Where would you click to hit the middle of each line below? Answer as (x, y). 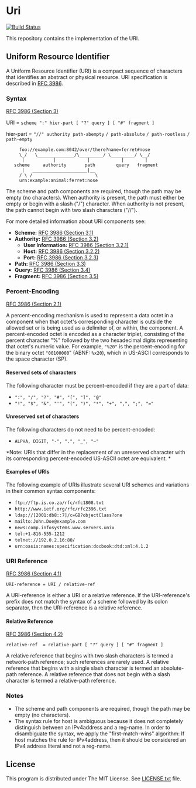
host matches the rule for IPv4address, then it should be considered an (100, 739)
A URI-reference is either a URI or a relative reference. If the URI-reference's (98, 595)
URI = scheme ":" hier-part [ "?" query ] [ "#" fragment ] (80, 123)
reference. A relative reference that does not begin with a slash (94, 674)
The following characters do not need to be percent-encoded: (81, 429)
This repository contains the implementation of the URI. (73, 38)
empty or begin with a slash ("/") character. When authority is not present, (95, 204)
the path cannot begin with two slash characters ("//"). (72, 210)
